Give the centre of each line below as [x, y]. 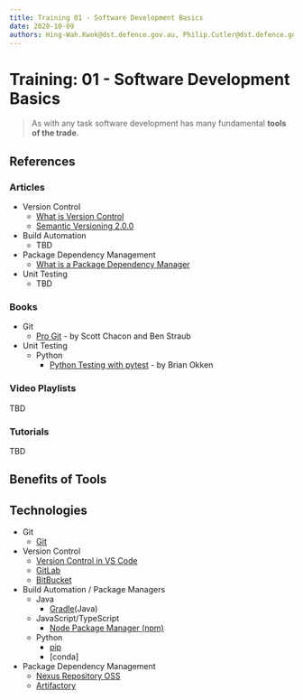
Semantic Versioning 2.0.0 [85, 226]
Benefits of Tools [58, 480]
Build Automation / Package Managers [94, 590]
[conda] [64, 657]
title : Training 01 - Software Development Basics [106, 18]
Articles [27, 187]
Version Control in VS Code [87, 561]
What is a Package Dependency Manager [113, 264]
